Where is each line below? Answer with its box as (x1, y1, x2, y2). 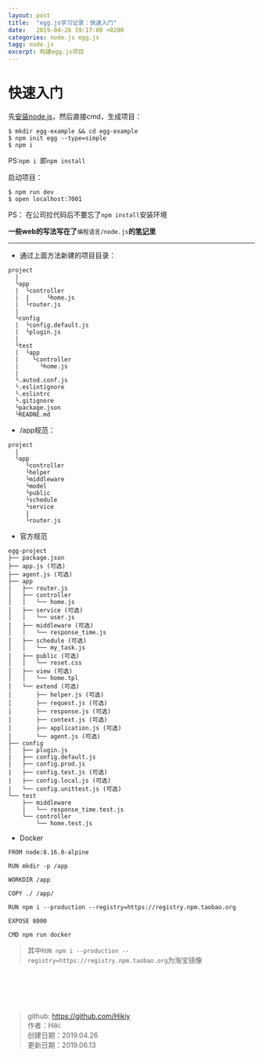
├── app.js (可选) (8, 562, 66, 570)
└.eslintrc (15, 390, 51, 397)
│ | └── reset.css (8, 659, 82, 667)
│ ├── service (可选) (8, 606, 84, 614)
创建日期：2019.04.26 (27, 1030, 99, 1040)
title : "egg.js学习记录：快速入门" (8, 19, 117, 27)
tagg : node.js (8, 41, 55, 49)
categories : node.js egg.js (8, 33, 100, 42)
